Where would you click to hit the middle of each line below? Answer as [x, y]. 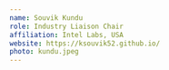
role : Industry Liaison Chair [67, 26]
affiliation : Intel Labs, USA [67, 35]
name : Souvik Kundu [46, 18]
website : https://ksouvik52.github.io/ [85, 43]
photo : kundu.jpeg [44, 52]
